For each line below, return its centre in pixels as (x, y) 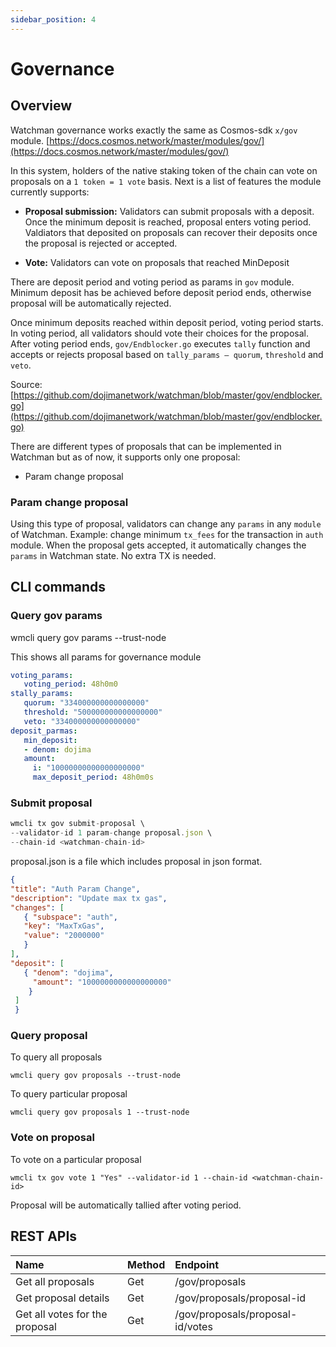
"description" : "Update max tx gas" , (89, 898)
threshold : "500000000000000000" (93, 712)
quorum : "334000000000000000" (86, 703)
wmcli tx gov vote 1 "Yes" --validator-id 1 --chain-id (129, 1177)
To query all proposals (56, 1057)
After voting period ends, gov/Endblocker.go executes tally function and (160, 343)
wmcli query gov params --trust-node (88, 637)
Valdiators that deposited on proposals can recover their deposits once (171, 232)
